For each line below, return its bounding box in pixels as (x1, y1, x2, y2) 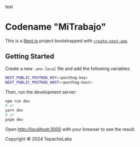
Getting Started (5, 52, 54, 61)
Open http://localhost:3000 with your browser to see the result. (5, 126, 136, 132)
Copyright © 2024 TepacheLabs (5, 135, 72, 141)
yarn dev (5, 108, 23, 113)
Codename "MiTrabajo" (5, 21, 106, 32)
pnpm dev (5, 117, 23, 122)
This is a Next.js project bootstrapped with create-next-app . (5, 37, 129, 43)
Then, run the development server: (5, 89, 77, 95)
